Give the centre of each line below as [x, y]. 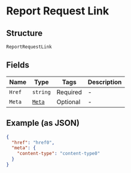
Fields [18, 65]
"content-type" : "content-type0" [59, 154]
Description [105, 82]
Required [69, 92]
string [41, 92]
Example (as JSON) [43, 123]
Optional [68, 102]
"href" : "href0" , [33, 142]
